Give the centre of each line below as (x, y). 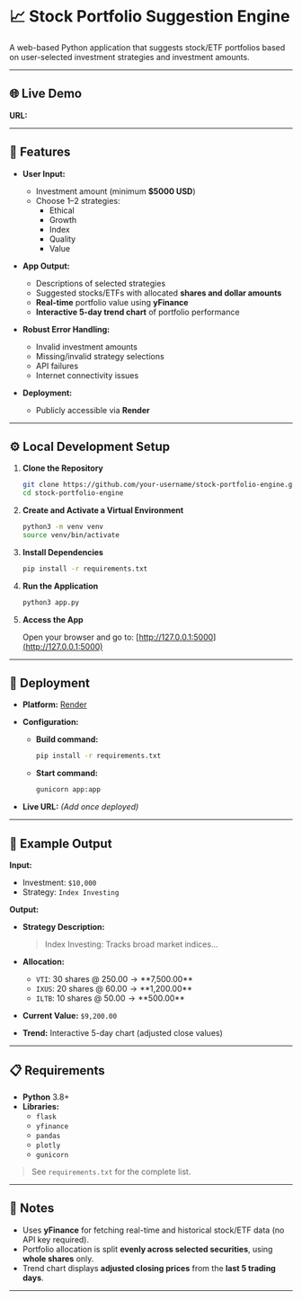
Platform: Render (54, 704)
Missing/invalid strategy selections (100, 356)
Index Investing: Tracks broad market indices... (131, 944)
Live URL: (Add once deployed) (80, 807)
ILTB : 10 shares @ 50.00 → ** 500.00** (111, 998)
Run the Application (60, 586)
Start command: (67, 774)
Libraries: (41, 1106)
